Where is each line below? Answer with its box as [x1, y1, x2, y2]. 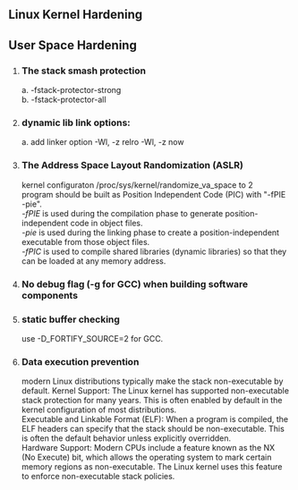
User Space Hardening [8, 38, 138, 53]
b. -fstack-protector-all [21, 94, 106, 106]
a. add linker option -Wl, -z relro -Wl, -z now [21, 137, 184, 148]
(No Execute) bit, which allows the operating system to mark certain [21, 452, 272, 463]
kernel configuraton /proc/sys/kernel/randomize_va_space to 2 [21, 179, 253, 190]
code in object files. [70, 217, 143, 228]
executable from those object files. [21, 236, 150, 247]
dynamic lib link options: [21, 116, 131, 129]
